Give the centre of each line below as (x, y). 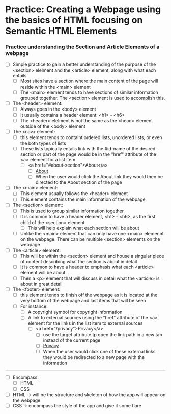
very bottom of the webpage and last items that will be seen (83, 301)
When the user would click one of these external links (99, 351)
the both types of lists (43, 143)
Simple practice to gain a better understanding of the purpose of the (84, 64)
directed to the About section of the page (79, 182)
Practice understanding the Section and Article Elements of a (82, 47)
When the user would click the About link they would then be (99, 177)
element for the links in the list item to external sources (85, 323)
